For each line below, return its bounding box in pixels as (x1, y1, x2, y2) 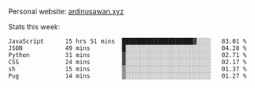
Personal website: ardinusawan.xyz (8, 7, 125, 16)
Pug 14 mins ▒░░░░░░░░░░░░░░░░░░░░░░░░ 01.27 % (8, 72, 247, 80)
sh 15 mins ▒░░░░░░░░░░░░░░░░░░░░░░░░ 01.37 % (8, 65, 247, 73)
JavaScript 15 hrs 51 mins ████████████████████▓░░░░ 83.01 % (8, 37, 247, 45)
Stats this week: (8, 22, 61, 31)
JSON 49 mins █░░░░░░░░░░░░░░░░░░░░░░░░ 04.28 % (8, 44, 247, 52)
